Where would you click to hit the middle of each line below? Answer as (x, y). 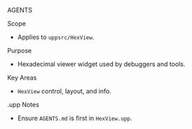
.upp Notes (23, 105)
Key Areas (22, 77)
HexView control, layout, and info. (64, 91)
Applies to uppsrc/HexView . (56, 37)
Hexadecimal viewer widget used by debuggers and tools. (101, 64)
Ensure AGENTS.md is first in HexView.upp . (75, 118)
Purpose (20, 51)
